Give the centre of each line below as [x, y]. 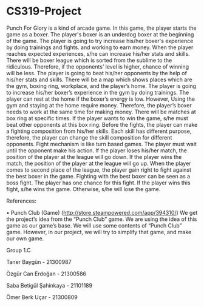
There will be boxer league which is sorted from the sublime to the [89, 60]
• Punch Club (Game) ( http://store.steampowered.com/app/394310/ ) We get [102, 212]
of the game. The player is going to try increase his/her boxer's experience [100, 41]
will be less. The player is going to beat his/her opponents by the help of [97, 73]
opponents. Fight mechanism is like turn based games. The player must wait [102, 144]
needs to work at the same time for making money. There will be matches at [101, 112]
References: [21, 201]
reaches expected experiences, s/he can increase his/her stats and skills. [98, 53]
